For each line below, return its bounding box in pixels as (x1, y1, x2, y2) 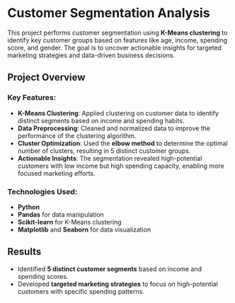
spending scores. (17, 272, 69, 280)
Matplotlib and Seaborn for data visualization (17, 225, 151, 234)
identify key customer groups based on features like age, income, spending (7, 35, 228, 44)
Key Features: (7, 93, 57, 103)
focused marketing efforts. (17, 168, 96, 178)
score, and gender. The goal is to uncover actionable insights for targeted (7, 43, 222, 52)
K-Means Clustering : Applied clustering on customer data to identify (17, 108, 219, 118)
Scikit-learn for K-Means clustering (17, 217, 122, 226)
